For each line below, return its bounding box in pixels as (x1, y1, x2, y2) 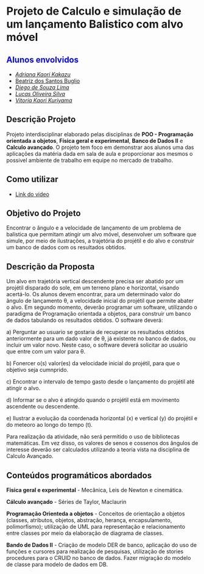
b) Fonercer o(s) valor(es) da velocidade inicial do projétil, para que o (6, 360, 180, 367)
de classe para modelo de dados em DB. (6, 561, 108, 569)
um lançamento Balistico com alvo (6, 17, 184, 31)
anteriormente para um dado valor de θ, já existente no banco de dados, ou (6, 335, 196, 343)
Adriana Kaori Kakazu (15, 71, 71, 78)
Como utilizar (6, 174, 59, 184)
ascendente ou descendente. (6, 403, 80, 410)
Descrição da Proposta (6, 261, 95, 272)
